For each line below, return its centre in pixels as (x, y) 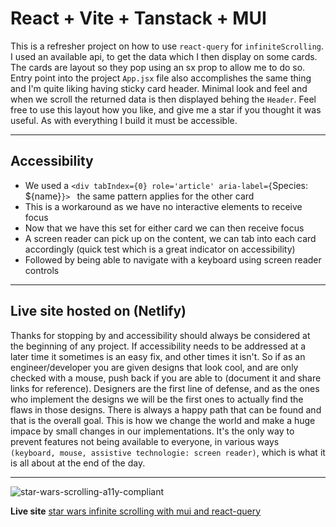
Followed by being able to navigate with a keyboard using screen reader (173, 259)
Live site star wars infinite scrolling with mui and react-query (136, 511)
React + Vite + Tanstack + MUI (138, 18)
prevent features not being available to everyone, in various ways (145, 441)
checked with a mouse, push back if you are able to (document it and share (166, 378)
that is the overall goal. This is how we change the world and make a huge (163, 420)
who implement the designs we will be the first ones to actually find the (157, 399)
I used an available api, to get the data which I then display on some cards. (164, 56)
